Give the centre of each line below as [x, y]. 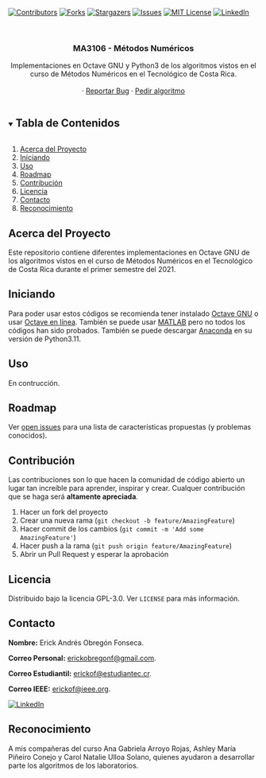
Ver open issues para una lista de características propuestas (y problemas [130, 427]
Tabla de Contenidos [68, 123]
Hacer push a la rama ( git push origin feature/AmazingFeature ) [126, 546]
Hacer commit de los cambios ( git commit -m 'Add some [112, 529]
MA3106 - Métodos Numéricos [133, 48]
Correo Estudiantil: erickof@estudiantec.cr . [80, 673]
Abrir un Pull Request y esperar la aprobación [94, 554]
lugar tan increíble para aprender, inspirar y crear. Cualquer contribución [127, 488]
